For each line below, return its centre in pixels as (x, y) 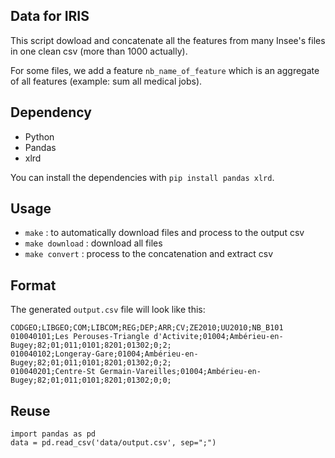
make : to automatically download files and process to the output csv (164, 233)
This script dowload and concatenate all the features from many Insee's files (168, 40)
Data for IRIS (50, 16)
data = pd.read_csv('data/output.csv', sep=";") (113, 443)
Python (39, 136)
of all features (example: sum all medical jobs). (106, 81)
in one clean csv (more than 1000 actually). (99, 51)
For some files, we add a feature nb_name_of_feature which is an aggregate (165, 70)
